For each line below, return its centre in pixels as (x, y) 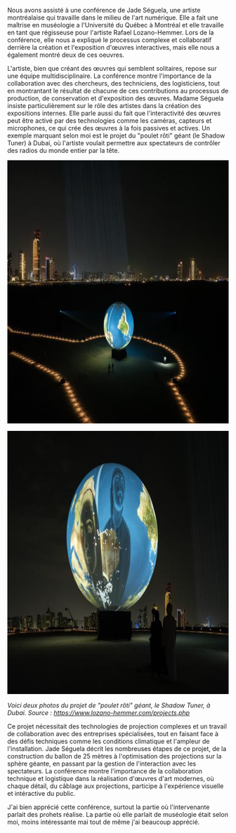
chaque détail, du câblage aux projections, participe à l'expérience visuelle (116, 786)
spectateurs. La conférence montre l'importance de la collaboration (105, 771)
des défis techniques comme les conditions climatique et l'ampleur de (109, 741)
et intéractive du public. (41, 793)
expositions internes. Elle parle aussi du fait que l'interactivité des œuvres (114, 113)
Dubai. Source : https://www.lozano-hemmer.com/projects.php (99, 713)
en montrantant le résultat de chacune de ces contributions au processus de (118, 91)
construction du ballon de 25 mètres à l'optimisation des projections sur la (114, 756)
